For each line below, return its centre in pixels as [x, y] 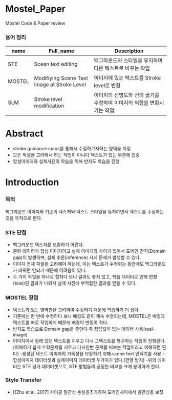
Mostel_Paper [35, 9]
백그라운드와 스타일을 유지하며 [128, 61]
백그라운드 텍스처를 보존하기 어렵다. [48, 245]
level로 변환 [107, 86]
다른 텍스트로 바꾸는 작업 [122, 68]
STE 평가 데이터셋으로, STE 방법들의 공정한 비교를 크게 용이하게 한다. [91, 367]
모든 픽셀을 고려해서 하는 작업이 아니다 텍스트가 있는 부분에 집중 [76, 155]
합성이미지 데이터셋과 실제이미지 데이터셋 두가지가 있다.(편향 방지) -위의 [84, 360]
